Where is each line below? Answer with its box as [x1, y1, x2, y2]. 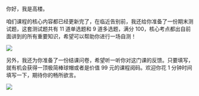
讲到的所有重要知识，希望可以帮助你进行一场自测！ [11, 33, 137, 40]
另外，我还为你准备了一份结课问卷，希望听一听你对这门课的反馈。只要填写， [6, 57, 194, 64]
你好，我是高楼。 [6, 5, 48, 12]
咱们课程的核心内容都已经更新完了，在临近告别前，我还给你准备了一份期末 [6, 18, 188, 25]
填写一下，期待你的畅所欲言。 [6, 72, 79, 79]
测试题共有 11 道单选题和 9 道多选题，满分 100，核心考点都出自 [31, 26, 186, 32]
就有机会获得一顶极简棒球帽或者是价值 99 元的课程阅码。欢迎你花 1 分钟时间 [6, 64, 192, 71]
